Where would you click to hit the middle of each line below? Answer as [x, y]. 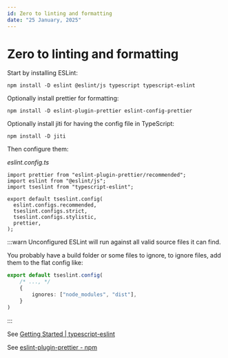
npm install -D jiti [37, 136]
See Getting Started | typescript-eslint [61, 334]
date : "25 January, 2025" [44, 20]
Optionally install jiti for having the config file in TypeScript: [91, 124]
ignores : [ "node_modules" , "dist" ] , [84, 295]
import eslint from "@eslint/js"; [57, 181]
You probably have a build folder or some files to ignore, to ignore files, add [114, 255]
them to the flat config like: [45, 263]
